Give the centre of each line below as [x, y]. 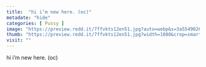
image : [15, 29]
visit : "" [19, 40]
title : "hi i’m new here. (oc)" [49, 12]
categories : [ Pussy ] [35, 23]
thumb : [15, 35]
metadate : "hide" [29, 18]
